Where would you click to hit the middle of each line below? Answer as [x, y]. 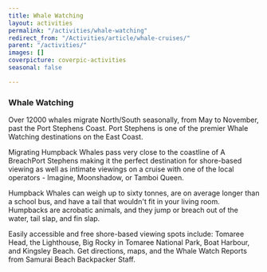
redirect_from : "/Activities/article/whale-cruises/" [100, 38]
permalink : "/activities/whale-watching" [78, 30]
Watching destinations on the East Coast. [76, 137]
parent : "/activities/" [48, 45]
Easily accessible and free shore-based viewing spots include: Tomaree [126, 234]
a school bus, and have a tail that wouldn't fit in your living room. [114, 202]
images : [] [26, 53]
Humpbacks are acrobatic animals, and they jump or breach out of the [124, 210]
